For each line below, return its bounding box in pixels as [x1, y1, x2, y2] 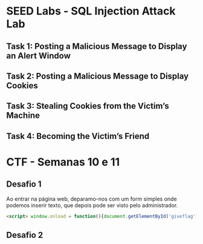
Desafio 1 [6, 179, 42, 190]
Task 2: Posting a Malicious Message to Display [6, 71, 189, 81]
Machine [6, 111, 40, 121]
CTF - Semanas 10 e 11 [6, 155, 120, 169]
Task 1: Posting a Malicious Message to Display [6, 41, 187, 51]
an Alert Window [6, 50, 71, 61]
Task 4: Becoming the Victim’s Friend [6, 131, 150, 141]
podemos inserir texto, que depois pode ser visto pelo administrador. [6, 201, 178, 209]
